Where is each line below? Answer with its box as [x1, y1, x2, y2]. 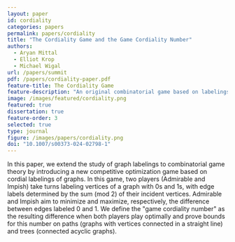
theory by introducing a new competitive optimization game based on [7, 168, 208, 176]
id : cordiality [7, 17, 52, 24]
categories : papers [7, 23, 64, 30]
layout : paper [7, 10, 49, 18]
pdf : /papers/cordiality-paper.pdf [7, 75, 111, 83]
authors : [7, 43, 33, 50]
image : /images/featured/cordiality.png [7, 95, 127, 102]
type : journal [7, 128, 49, 135]
